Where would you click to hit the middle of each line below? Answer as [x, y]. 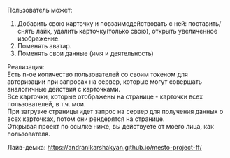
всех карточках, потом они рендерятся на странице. [86, 119]
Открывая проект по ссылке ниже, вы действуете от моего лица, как [111, 126]
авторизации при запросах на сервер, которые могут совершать [105, 82]
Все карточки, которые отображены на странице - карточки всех [105, 96]
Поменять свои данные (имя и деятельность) [85, 53]
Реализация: [26, 67]
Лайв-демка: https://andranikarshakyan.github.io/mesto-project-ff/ [105, 147]
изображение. [39, 38]
